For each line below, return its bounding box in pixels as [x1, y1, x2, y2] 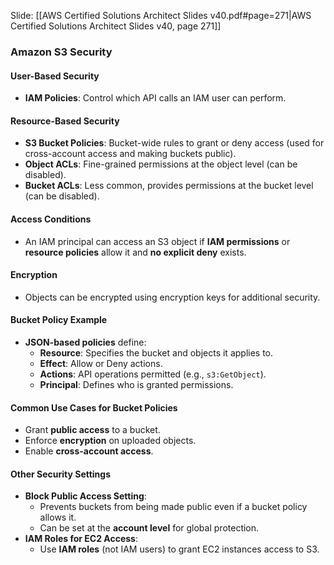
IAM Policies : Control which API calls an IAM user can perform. [24, 92, 287, 104]
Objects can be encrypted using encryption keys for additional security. [24, 291, 321, 303]
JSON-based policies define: [24, 336, 147, 348]
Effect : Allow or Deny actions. [39, 357, 163, 369]
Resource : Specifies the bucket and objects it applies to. [39, 346, 274, 359]
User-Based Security [10, 70, 100, 82]
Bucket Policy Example [10, 314, 108, 326]
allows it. [39, 511, 77, 524]
